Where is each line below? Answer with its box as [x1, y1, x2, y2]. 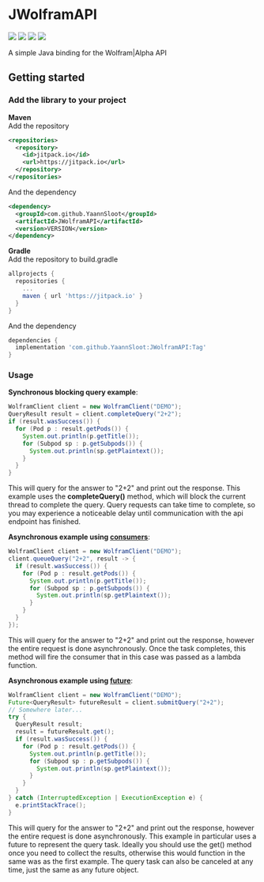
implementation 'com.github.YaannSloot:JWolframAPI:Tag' [15, 344, 207, 352]
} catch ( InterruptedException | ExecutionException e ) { [8, 794, 203, 802]
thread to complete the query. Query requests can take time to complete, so [8, 500, 255, 510]
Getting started [8, 71, 85, 85]
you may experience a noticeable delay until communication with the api [8, 508, 243, 518]
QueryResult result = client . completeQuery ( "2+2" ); [8, 410, 182, 418]
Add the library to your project [8, 95, 126, 106]
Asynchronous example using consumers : [8, 532, 150, 542]
